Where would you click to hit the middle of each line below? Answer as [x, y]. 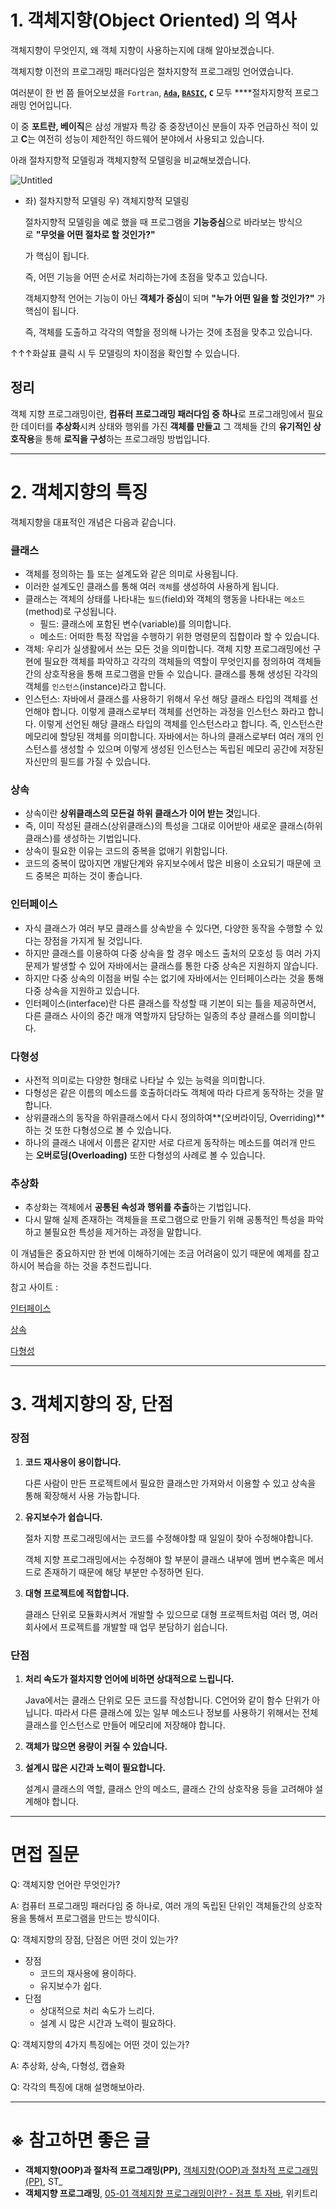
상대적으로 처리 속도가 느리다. [97, 2010]
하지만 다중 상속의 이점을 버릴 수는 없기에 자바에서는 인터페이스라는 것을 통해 [174, 978]
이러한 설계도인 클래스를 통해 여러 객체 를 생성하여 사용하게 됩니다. [151, 586]
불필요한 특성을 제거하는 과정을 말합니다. [122, 1232]
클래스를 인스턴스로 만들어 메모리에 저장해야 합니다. [125, 1725]
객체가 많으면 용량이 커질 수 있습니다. [96, 1746]
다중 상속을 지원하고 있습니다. [82, 990]
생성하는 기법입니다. [102, 838]
